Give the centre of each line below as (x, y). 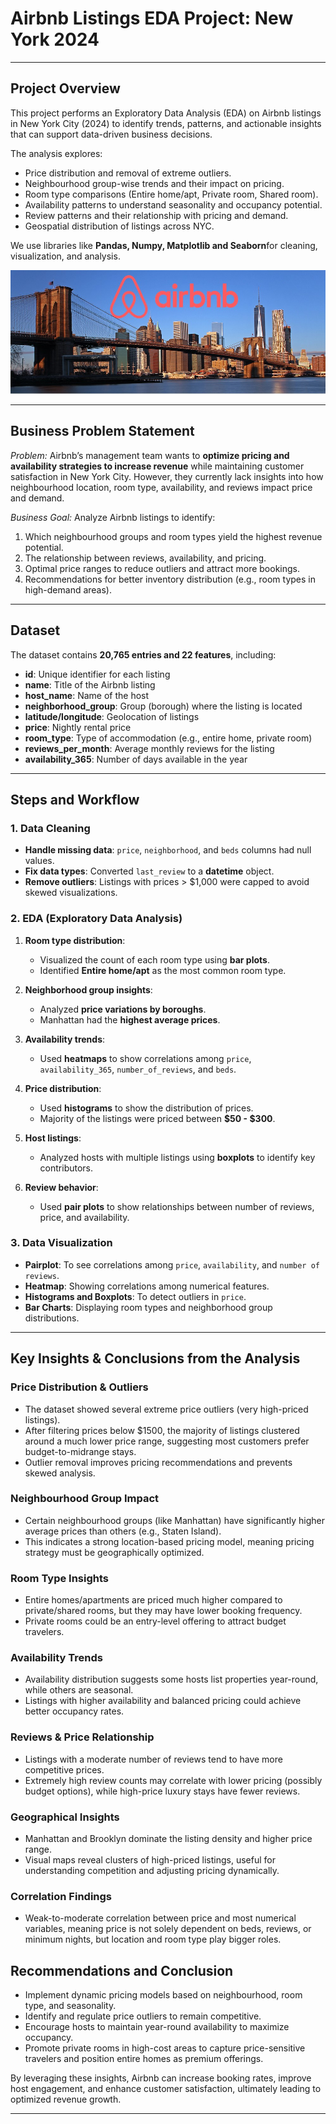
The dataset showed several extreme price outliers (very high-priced (166, 1409)
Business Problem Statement (102, 431)
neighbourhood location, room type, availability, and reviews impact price (161, 487)
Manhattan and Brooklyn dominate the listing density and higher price (168, 1838)
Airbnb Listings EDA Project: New (152, 18)
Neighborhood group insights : (88, 989)
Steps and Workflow (75, 799)
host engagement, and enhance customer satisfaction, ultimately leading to (166, 2089)
